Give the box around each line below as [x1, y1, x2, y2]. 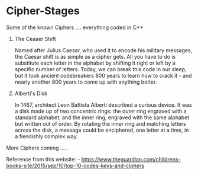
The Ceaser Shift [14, 35, 56, 42]
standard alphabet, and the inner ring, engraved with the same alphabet [14, 114, 190, 121]
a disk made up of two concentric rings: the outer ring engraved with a [14, 107, 187, 114]
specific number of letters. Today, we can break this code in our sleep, [14, 65, 187, 72]
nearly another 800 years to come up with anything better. [14, 78, 157, 85]
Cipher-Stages [6, 4, 80, 18]
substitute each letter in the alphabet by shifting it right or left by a [14, 59, 176, 66]
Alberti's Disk [14, 90, 48, 97]
